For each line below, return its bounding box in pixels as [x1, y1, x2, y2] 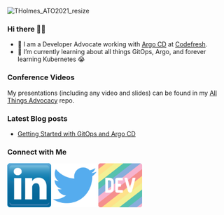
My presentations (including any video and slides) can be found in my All [7, 89, 217, 97]
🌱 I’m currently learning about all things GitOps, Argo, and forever [17, 48, 206, 56]
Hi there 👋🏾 [7, 24, 46, 34]
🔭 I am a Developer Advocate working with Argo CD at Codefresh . [17, 40, 208, 48]
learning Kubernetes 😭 [17, 55, 85, 63]
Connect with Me [7, 147, 67, 157]
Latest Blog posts [7, 113, 68, 123]
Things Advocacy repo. [7, 96, 75, 105]
